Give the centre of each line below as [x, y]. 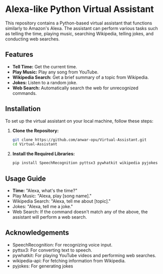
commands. [24, 93]
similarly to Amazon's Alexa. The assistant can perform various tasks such [81, 28]
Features [19, 55]
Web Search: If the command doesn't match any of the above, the [80, 212]
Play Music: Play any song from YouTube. [55, 72]
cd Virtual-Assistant [35, 144]
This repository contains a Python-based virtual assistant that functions [79, 23]
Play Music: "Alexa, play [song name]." [52, 196]
